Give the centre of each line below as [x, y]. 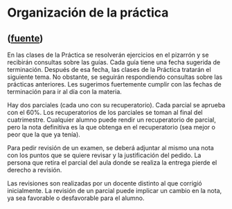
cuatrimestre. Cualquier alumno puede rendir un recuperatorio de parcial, [111, 120]
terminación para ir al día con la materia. [65, 92]
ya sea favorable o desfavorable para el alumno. [76, 198]
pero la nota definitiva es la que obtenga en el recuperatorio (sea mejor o [111, 127]
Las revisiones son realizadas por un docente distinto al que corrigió [105, 183]
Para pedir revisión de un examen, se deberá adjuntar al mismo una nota [110, 148]
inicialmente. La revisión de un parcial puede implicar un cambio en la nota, [115, 191]
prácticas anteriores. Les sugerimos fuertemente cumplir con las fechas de [114, 84]
